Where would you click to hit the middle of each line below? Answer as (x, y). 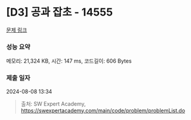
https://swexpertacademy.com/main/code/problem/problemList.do (103, 110)
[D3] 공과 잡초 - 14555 (60, 12)
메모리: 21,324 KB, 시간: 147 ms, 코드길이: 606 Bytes (69, 61)
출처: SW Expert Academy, (53, 104)
